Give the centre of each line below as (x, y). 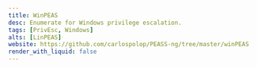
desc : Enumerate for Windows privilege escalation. (95, 23)
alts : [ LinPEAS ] (35, 37)
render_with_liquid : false (53, 52)
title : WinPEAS (33, 15)
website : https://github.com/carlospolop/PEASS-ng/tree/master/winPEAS (128, 45)
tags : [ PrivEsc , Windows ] (51, 30)
